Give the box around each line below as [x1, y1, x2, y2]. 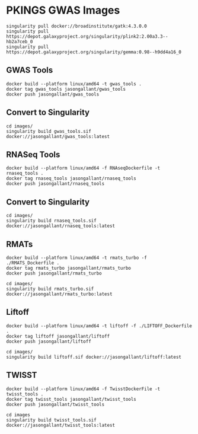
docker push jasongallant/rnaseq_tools [6, 181, 105, 187]
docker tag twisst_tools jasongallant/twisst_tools [6, 396, 136, 402]
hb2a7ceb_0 [6, 39, 33, 44]
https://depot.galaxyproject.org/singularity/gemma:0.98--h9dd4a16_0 [6, 49, 182, 55]
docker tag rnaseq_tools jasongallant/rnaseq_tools [6, 175, 136, 181]
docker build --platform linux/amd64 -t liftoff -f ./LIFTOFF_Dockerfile [6, 323, 193, 329]
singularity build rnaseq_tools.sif [6, 218, 97, 224]
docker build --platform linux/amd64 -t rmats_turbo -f [6, 255, 147, 261]
